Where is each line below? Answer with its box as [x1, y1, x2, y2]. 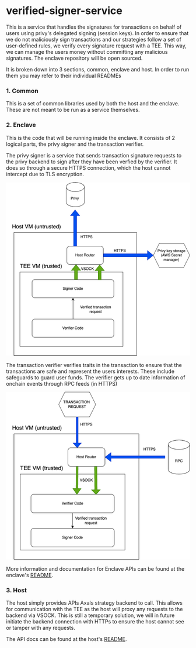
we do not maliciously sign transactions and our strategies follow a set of [6, 36, 182, 43]
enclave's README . [6, 571, 54, 578]
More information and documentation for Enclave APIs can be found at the [6, 565, 185, 572]
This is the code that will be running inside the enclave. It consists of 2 [6, 134, 175, 141]
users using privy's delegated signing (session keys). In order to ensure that [6, 29, 189, 36]
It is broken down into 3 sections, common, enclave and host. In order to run [6, 66, 190, 73]
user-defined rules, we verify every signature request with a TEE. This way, [6, 42, 187, 49]
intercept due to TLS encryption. [6, 170, 85, 177]
